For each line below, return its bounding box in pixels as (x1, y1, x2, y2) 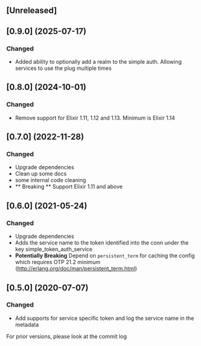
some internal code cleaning (15, 177, 87, 184)
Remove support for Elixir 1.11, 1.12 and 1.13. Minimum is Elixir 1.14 (15, 114, 176, 121)
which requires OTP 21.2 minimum (15, 259, 101, 266)
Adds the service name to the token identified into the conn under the (15, 239, 189, 246)
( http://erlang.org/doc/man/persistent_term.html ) (15, 265, 137, 273)
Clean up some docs (15, 170, 67, 177)
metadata (15, 321, 39, 328)
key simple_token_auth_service (15, 246, 93, 253)
